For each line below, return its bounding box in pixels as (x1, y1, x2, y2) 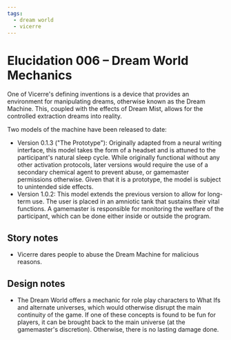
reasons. (17, 258, 43, 266)
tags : (7, 10, 23, 17)
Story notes (7, 232, 59, 243)
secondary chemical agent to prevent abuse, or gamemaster (17, 168, 190, 177)
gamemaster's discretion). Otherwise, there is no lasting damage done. (17, 325, 219, 333)
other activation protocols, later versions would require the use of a (17, 161, 208, 169)
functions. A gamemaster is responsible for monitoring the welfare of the (17, 205, 224, 213)
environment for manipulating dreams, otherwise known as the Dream (7, 97, 205, 106)
